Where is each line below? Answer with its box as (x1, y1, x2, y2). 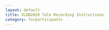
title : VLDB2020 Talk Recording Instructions (5, 12, 104, 17)
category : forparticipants (5, 17, 63, 22)
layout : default (5, 7, 40, 13)
